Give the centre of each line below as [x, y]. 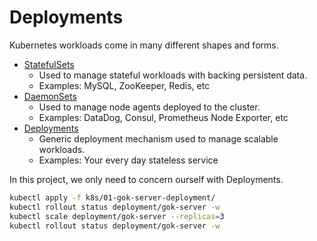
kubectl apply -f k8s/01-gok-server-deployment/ [112, 197]
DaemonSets [50, 96]
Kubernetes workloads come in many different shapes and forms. [144, 45]
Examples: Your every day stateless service [128, 160]
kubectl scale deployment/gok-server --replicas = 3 [117, 216]
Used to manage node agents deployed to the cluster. [149, 107]
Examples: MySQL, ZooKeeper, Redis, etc [124, 85]
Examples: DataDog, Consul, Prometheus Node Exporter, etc [163, 117]
